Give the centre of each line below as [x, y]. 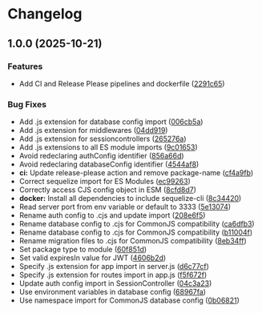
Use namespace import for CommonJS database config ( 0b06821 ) [129, 300]
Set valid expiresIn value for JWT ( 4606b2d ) [93, 258]
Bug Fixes [27, 104]
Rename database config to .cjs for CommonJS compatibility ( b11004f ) [136, 232]
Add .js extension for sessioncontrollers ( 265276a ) [103, 139]
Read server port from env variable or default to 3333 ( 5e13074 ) [125, 207]
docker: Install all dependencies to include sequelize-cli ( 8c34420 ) [130, 199]
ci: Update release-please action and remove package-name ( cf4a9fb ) [136, 173]
